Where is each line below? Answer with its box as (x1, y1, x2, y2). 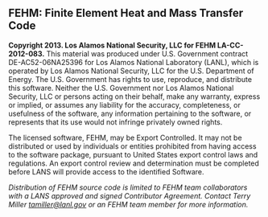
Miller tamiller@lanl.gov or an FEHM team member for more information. (8, 199, 249, 209)
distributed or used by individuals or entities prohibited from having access (8, 141, 257, 151)
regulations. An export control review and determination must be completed (8, 158, 260, 168)
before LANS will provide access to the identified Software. (8, 166, 204, 176)
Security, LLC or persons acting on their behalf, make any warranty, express (8, 92, 261, 101)
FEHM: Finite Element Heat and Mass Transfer (8, 6, 244, 20)
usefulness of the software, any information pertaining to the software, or (8, 108, 252, 118)
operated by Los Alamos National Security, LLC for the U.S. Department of (8, 66, 255, 76)
